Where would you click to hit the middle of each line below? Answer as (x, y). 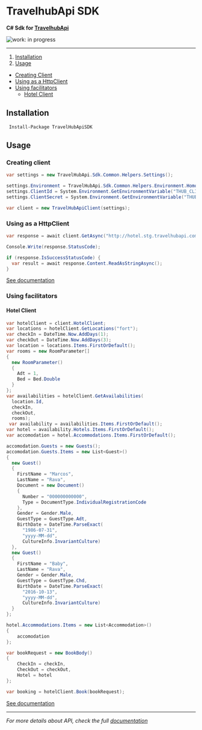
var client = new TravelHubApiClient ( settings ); (68, 208)
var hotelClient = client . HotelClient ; (56, 323)
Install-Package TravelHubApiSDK (51, 127)
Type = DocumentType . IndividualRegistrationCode (84, 502)
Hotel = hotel (35, 675)
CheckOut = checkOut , (44, 670)
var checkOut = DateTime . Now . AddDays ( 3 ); (59, 340)
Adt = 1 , (28, 374)
